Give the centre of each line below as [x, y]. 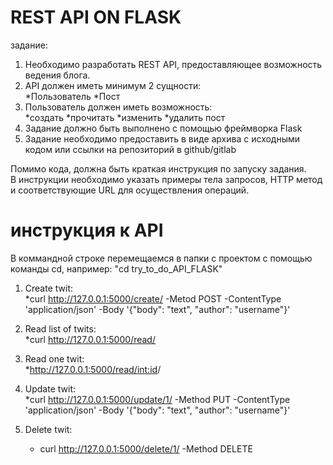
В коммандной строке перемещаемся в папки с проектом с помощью [161, 258]
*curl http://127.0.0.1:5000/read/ [90, 339]
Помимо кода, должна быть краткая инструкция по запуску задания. [158, 168]
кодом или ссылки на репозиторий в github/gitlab [130, 149]
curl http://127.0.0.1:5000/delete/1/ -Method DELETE [146, 448]
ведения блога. [57, 75]
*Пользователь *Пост [72, 96]
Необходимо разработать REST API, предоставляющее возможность [173, 64]
